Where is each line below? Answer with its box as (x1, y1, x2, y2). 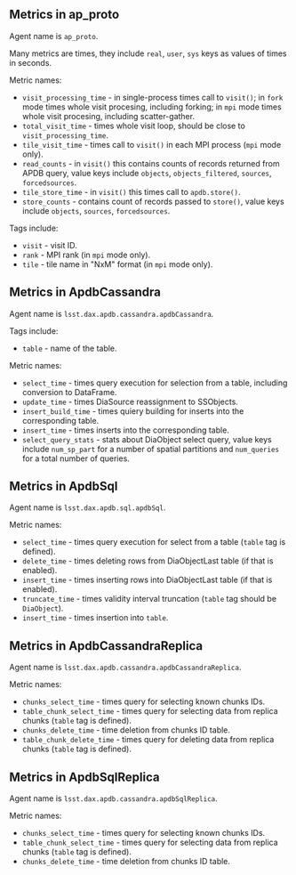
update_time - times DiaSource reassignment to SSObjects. (21, 396, 238, 407)
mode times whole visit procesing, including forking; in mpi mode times (21, 101, 282, 112)
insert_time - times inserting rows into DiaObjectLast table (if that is (21, 574, 273, 586)
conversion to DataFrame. (21, 386, 117, 397)
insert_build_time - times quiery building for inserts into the (21, 405, 244, 417)
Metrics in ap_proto (9, 7, 120, 22)
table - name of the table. (21, 343, 117, 353)
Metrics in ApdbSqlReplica (9, 769, 160, 784)
